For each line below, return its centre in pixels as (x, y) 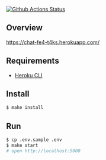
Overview (25, 28)
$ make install (25, 108)
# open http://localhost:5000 (44, 151)
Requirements (33, 61)
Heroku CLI (28, 75)
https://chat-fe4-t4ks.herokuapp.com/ (53, 42)
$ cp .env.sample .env (34, 140)
